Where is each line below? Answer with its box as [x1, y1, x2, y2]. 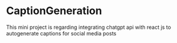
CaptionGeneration [6, 4, 102, 18]
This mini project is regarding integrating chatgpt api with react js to [6, 24, 172, 31]
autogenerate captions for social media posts [6, 29, 117, 37]
